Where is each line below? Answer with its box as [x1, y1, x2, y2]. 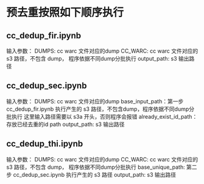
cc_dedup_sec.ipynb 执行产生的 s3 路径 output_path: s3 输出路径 [13, 171, 177, 178]
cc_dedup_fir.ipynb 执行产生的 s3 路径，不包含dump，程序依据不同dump [6, 105, 189, 112]
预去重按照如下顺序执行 [6, 6, 124, 20]
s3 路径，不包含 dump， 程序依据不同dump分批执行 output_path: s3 [6, 55, 178, 62]
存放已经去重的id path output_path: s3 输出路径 [6, 120, 125, 128]
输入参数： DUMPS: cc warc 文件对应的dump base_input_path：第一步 [6, 97, 184, 105]
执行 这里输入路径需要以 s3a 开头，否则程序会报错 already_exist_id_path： [11, 112, 198, 120]
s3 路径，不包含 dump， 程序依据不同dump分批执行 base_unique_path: [6, 163, 185, 171]
